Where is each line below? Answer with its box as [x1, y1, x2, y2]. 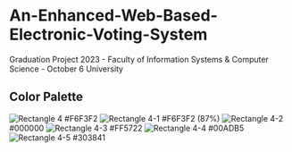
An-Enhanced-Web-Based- [9, 5, 219, 26]
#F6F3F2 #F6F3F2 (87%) [63, 113, 221, 123]
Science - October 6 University [9, 63, 123, 74]
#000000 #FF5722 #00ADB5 [9, 122, 245, 133]
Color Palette [9, 89, 83, 105]
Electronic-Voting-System [9, 24, 208, 45]
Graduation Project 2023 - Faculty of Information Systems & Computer [9, 54, 270, 64]
